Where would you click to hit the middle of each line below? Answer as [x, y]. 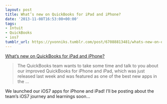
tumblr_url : [17, 42]
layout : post [19, 10]
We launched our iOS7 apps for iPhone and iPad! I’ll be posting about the [80, 91]
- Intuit [14, 28]
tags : [11, 24]
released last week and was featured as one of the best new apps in [87, 76]
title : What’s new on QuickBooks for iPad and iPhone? [63, 14]
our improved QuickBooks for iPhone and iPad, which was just [81, 71]
